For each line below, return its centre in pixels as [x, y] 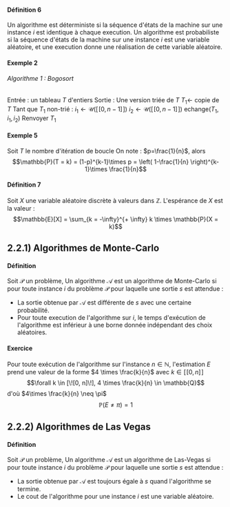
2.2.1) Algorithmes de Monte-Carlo [83, 248]
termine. [29, 489]
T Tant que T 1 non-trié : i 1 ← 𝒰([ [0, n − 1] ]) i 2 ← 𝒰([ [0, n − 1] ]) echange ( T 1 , [113, 109]
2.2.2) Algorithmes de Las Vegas [79, 427]
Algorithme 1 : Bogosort [41, 79]
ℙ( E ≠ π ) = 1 [116, 405]
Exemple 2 [22, 63]
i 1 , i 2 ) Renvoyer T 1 [32, 119]
